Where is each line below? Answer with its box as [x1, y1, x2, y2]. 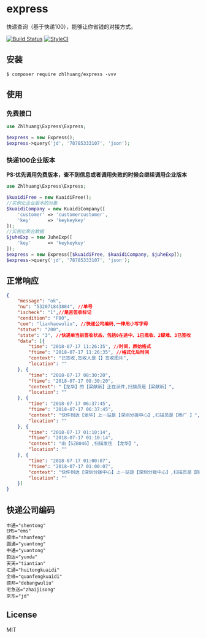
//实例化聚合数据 [6, 229, 44, 235]
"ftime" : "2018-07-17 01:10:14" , [28, 435, 114, 441]
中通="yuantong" [6, 547, 46, 553]
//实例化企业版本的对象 [6, 200, 58, 207]
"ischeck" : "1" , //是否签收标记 [17, 309, 92, 316]
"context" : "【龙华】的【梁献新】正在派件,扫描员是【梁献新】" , [28, 383, 175, 390]
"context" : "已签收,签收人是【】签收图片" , [28, 355, 129, 361]
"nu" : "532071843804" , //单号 [17, 304, 93, 310]
